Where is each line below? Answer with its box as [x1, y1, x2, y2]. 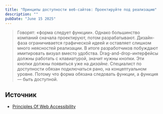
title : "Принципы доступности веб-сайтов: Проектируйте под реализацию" [5, 7, 157, 12]
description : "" [5, 12, 38, 17]
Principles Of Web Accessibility [12, 104, 76, 110]
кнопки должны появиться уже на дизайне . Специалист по [17, 61, 142, 67]
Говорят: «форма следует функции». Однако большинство [17, 30, 140, 36]
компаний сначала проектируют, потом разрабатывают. [17, 35, 136, 41]
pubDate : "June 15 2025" [5, 16, 56, 21]
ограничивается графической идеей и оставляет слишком [28, 40, 151, 46]
